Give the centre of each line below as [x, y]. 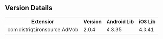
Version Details [29, 8]
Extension [43, 21]
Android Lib [120, 21]
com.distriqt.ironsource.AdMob [43, 29]
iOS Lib [147, 21]
